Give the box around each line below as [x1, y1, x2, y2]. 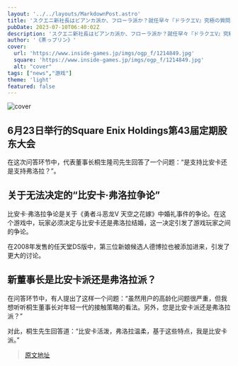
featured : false [7, 83, 55, 90]
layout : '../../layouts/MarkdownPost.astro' [7, 10, 141, 18]
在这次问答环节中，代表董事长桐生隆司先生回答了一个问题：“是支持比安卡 [7, 158, 222, 166]
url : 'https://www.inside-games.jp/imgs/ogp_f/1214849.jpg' [13, 50, 195, 57]
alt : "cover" [13, 63, 52, 70]
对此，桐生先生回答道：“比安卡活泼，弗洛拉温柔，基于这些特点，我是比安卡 [7, 326, 228, 335]
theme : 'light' [7, 76, 52, 84]
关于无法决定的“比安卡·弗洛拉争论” [7, 189, 161, 202]
